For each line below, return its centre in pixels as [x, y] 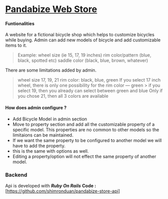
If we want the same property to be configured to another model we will [87, 140]
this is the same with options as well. [51, 151]
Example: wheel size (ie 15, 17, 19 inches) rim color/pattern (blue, [84, 55]
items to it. [16, 45]
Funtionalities [20, 23]
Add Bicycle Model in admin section [50, 119]
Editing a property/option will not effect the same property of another [84, 156]
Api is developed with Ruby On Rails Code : [51, 185]
